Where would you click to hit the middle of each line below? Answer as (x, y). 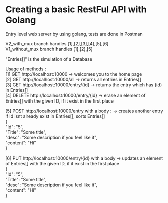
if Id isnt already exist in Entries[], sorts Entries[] (55, 116)
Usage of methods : (26, 69)
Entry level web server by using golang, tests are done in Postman (74, 34)
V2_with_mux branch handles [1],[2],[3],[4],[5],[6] (57, 43)
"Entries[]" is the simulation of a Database (49, 59)
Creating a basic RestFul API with (76, 9)
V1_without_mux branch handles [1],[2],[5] (49, 49)
